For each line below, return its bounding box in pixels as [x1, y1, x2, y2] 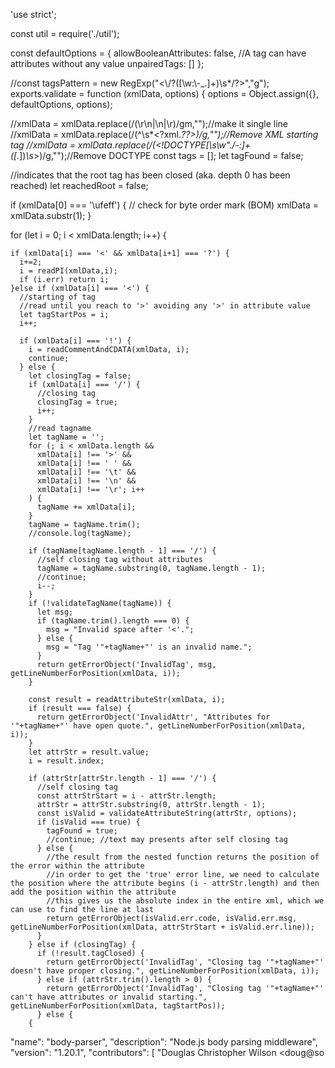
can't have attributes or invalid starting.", [10, 992, 208, 1002]
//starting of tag [19, 292, 97, 302]
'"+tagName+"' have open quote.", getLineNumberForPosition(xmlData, [10, 721, 307, 731]
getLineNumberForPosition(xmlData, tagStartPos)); [10, 1001, 226, 1011]
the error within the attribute [10, 861, 145, 871]
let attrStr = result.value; [28, 747, 150, 757]
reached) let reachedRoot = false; [10, 180, 149, 191]
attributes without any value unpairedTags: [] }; [10, 58, 205, 69]
